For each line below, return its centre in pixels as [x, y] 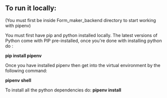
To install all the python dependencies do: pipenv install [63, 90]
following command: [26, 70]
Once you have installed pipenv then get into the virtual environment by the [83, 65]
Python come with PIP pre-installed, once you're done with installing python [83, 40]
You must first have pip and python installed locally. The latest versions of [81, 35]
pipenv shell [18, 80]
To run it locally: [31, 8]
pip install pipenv [23, 55]
